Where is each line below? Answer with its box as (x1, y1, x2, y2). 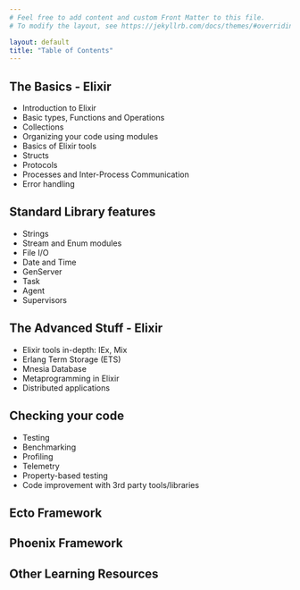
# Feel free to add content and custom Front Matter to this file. (9, 13, 266, 22)
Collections (21, 122, 64, 132)
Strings (21, 228, 49, 239)
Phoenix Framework (9, 535, 123, 551)
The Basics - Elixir (9, 79, 112, 94)
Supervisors (21, 294, 67, 305)
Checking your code (9, 409, 125, 424)
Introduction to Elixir (21, 103, 96, 114)
